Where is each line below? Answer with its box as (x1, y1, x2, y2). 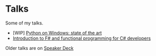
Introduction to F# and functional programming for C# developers (12, 35, 151, 41)
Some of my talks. (5, 20, 43, 26)
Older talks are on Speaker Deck (5, 45, 74, 51)
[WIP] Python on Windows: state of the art (12, 30, 102, 36)
